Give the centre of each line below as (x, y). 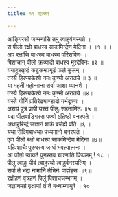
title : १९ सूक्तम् (28, 13)
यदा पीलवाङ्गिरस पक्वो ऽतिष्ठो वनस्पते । (51, 116)
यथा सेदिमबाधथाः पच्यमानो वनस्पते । (46, 132)
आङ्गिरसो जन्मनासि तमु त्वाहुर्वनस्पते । (49, 39)
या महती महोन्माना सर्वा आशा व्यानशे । (48, 85)
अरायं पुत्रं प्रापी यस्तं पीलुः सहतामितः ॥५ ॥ (52, 108)
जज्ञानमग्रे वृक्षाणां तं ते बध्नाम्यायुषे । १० (49, 185)
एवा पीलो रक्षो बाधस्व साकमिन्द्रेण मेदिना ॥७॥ (55, 139)
